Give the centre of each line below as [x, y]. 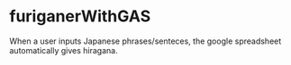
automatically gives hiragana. [64, 50]
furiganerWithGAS [80, 16]
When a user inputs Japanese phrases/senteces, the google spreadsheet [145, 41]
